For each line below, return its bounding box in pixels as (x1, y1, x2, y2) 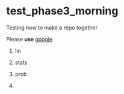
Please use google (6, 35, 53, 43)
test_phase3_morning (6, 4, 119, 18)
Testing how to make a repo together (6, 24, 98, 31)
